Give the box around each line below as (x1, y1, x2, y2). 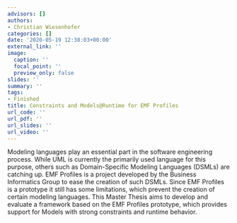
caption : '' (13, 56, 50, 64)
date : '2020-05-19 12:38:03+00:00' (7, 37, 112, 44)
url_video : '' (7, 128, 50, 135)
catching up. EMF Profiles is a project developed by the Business (7, 170, 197, 179)
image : (7, 50, 27, 57)
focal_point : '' (13, 63, 62, 70)
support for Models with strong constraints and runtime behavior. (7, 207, 197, 216)
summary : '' (7, 83, 42, 90)
